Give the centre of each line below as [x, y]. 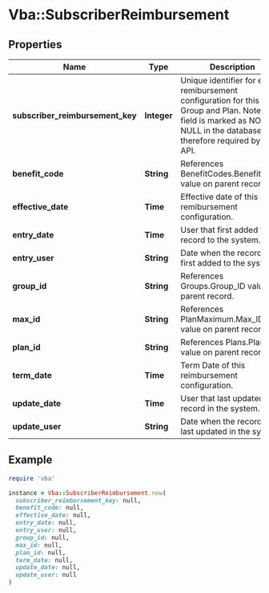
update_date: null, [48, 567]
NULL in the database [221, 130]
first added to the [213, 263]
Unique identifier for [218, 80]
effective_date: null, [53, 515]
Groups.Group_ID [213, 286]
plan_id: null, [41, 552]
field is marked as [214, 120]
